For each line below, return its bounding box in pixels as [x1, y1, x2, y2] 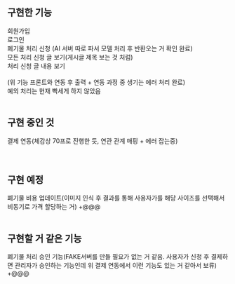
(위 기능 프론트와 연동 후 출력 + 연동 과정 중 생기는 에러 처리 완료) [7, 78, 186, 86]
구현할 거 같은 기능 [7, 232, 82, 244]
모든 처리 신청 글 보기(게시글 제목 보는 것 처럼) [7, 53, 133, 61]
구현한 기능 [7, 6, 53, 19]
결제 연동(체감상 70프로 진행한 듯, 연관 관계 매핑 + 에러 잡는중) [7, 136, 178, 145]
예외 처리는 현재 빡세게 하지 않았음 [7, 86, 101, 95]
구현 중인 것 [7, 116, 55, 128]
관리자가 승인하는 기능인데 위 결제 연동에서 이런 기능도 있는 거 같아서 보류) [14, 262, 217, 270]
